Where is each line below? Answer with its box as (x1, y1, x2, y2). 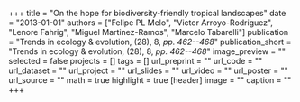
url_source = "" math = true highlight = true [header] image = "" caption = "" (8, 75, 292, 85)
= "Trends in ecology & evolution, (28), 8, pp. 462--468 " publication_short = (8, 36, 292, 47)
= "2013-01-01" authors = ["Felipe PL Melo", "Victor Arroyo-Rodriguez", (8, 17, 274, 28)
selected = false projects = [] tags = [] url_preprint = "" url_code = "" (8, 56, 263, 66)
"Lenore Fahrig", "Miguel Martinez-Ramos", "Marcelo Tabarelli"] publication (8, 27, 289, 37)
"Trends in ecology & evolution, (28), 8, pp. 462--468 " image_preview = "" (8, 46, 286, 57)
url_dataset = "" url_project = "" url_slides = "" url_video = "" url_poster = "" (8, 65, 289, 76)
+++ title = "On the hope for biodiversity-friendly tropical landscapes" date (8, 8, 286, 18)
